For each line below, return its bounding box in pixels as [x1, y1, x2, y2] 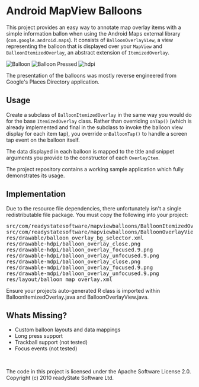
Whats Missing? [6, 310, 67, 321]
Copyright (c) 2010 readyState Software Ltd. [6, 375, 114, 382]
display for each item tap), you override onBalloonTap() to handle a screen [6, 130, 188, 137]
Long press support [14, 332, 63, 340]
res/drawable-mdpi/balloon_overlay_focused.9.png [6, 264, 153, 271]
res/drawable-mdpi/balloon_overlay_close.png [6, 258, 141, 265]
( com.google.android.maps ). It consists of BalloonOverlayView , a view [6, 36, 174, 43]
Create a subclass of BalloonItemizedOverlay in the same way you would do [6, 111, 192, 118]
